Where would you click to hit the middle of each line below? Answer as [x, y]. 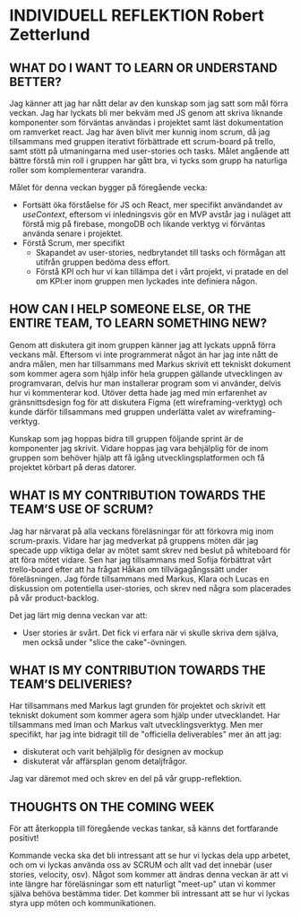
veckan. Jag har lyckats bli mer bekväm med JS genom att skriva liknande [146, 113]
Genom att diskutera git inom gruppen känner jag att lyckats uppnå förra [142, 345]
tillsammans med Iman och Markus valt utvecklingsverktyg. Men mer [136, 725]
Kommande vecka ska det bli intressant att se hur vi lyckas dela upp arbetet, [150, 856]
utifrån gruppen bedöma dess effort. [103, 262]
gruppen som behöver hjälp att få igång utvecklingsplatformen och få [137, 458]
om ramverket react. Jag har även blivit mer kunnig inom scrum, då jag [140, 132]
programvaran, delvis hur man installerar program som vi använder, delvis [146, 383]
